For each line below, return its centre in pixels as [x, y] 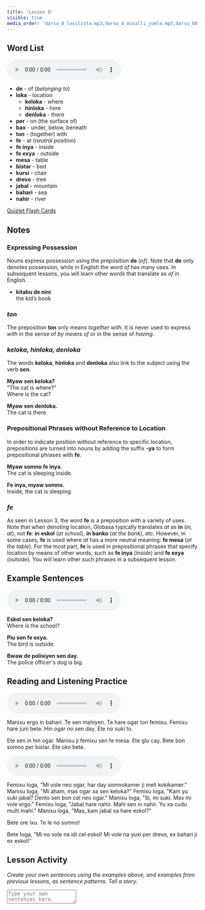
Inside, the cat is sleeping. [40, 491]
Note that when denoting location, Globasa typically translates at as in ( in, [99, 527]
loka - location [34, 95]
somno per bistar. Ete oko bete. [46, 747]
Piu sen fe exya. [27, 637]
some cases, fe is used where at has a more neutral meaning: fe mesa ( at [99, 540]
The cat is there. [27, 413]
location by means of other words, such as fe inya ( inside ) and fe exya [96, 553]
